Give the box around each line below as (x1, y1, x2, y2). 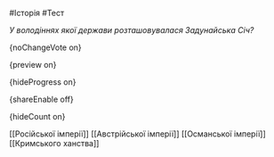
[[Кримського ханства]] (9, 138, 100, 148)
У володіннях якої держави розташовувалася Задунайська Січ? (9, 25, 254, 35)
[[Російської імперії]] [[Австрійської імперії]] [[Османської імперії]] (9, 128, 267, 139)
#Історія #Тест (9, 8, 65, 18)
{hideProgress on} (9, 77, 77, 87)
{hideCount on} (9, 112, 66, 121)
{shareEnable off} (9, 94, 74, 104)
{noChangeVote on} (9, 42, 82, 53)
